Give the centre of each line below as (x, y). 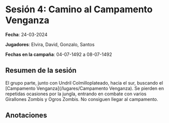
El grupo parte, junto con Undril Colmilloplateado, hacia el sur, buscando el (84, 83)
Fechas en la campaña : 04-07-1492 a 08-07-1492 (59, 54)
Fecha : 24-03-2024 (26, 34)
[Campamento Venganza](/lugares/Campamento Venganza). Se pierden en (84, 88)
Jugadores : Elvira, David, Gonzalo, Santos (50, 44)
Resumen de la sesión (41, 70)
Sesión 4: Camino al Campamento (79, 9)
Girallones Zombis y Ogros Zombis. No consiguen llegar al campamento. (82, 99)
